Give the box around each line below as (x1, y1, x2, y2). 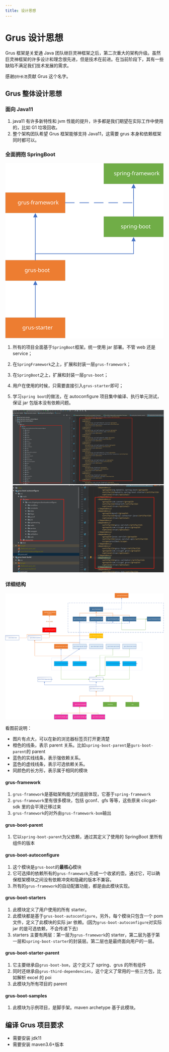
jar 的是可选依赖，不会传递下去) (12, 925, 78, 931)
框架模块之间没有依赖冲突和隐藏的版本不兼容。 (17, 876, 114, 882)
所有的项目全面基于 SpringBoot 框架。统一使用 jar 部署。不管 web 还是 (12, 344, 156, 350)
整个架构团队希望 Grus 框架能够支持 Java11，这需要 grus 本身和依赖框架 (12, 131, 162, 137)
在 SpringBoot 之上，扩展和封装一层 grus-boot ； (12, 372, 109, 378)
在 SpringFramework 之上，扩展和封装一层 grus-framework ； (12, 361, 131, 367)
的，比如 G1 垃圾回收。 (12, 124, 60, 131)
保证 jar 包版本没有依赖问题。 (12, 399, 74, 406)
